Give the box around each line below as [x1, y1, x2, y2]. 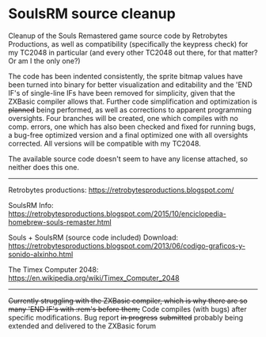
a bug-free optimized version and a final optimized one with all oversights [8, 130, 249, 139]
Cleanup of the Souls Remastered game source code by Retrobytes [8, 31, 228, 40]
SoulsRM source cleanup [8, 5, 176, 23]
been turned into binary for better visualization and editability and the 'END [8, 80, 253, 89]
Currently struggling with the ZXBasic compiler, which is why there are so [8, 296, 248, 305]
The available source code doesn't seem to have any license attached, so [8, 153, 248, 163]
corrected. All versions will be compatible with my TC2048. [8, 138, 202, 148]
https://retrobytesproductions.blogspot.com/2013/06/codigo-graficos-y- [8, 240, 245, 250]
